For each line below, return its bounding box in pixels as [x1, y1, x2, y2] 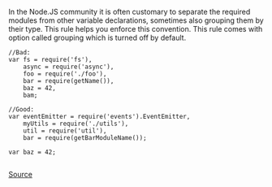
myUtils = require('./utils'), [23, 120, 129, 128]
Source [8, 170, 32, 179]
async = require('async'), [23, 63, 114, 71]
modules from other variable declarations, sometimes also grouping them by [8, 15, 264, 25]
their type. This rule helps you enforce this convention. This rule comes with [8, 24, 263, 33]
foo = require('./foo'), [23, 70, 107, 78]
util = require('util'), [23, 127, 107, 135]
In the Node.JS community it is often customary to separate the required [8, 7, 251, 16]
